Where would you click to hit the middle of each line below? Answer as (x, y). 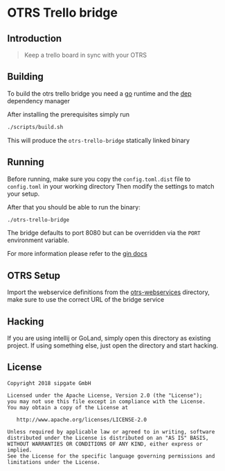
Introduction (35, 38)
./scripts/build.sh (35, 127)
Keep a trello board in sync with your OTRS (85, 55)
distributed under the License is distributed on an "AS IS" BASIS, (108, 438)
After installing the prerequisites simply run (69, 114)
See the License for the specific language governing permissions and (111, 456)
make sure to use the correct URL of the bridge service (86, 300)
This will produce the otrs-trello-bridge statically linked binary (99, 140)
